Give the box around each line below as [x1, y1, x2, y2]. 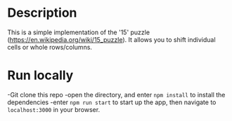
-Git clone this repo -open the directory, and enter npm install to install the [7, 90, 226, 99]
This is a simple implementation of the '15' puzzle [7, 28, 150, 36]
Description [7, 5, 77, 21]
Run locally [7, 68, 74, 83]
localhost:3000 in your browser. [7, 105, 101, 113]
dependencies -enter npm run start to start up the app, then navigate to [7, 98, 217, 106]
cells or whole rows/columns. [7, 43, 93, 51]
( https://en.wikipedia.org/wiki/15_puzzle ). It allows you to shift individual [7, 35, 216, 43]
